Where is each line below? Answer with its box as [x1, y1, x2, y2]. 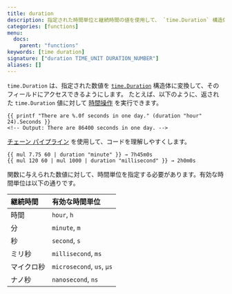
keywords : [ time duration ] [7, 49, 85, 56]
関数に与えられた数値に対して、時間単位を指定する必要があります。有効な [7, 170, 218, 178]
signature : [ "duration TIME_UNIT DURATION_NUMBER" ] [7, 55, 159, 62]
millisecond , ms [51, 248, 102, 258]
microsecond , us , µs [51, 262, 113, 271]
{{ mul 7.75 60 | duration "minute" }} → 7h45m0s [7, 151, 153, 158]
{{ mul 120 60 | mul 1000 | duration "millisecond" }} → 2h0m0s [7, 157, 196, 164]
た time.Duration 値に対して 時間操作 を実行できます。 [7, 98, 163, 107]
